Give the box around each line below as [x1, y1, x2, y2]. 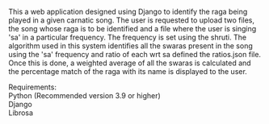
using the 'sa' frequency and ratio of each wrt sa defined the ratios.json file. [8, 50, 261, 59]
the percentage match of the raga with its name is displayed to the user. [8, 67, 248, 76]
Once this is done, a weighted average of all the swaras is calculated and [8, 58, 252, 68]
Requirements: [8, 82, 57, 92]
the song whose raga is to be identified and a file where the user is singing [8, 24, 257, 33]
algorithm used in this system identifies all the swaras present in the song [8, 41, 253, 51]
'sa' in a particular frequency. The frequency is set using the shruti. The [8, 32, 247, 42]
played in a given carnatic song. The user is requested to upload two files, [8, 15, 255, 25]
